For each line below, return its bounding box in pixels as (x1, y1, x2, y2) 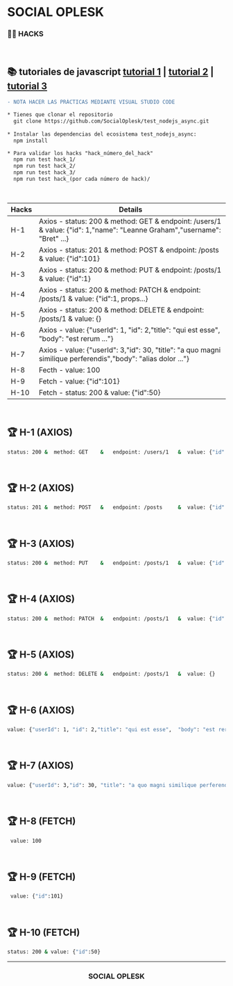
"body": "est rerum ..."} (38, 333, 114, 343)
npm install (13, 137, 49, 144)
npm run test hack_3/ (13, 169, 76, 176)
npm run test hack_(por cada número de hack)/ (13, 175, 150, 183)
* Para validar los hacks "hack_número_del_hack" (7, 150, 154, 157)
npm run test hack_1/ (13, 156, 76, 164)
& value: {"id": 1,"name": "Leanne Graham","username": (38, 225, 221, 234)
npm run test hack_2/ (13, 163, 76, 170)
